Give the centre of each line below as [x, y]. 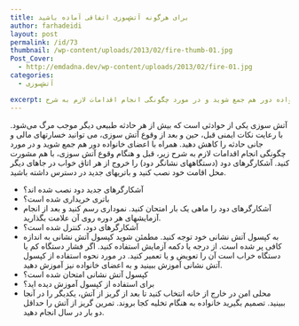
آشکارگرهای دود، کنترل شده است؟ [80, 227]
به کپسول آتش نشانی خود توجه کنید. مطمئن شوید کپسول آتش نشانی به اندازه [151, 236]
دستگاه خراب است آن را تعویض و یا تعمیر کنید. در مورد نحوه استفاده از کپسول [152, 255]
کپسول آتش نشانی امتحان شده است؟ [86, 274]
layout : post [34, 34]
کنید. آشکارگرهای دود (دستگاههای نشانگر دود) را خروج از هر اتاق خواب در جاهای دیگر [150, 163]
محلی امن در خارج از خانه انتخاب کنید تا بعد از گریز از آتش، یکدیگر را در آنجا [147, 293]
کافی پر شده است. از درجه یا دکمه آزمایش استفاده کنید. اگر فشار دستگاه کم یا [152, 246]
